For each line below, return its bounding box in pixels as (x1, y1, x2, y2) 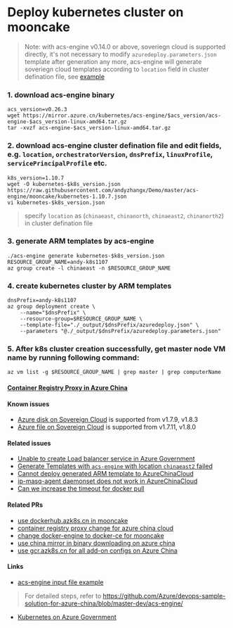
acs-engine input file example (17, 578, 104, 586)
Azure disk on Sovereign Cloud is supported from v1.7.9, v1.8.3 (17, 415, 199, 424)
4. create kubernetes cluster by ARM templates (7, 281, 172, 291)
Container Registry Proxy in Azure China (7, 384, 128, 392)
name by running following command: (7, 353, 140, 363)
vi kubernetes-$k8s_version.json (7, 199, 105, 206)
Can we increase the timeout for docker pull (17, 484, 145, 493)
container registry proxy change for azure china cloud (17, 524, 174, 532)
